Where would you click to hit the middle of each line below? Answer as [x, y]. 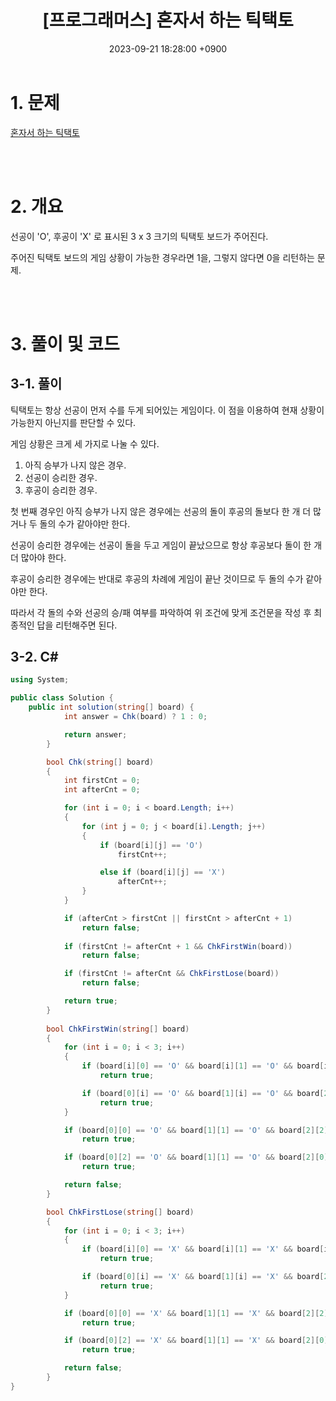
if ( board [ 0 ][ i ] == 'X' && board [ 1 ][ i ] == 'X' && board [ [203, 1277]
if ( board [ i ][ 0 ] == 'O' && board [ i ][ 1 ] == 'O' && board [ [203, 1066]
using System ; [40, 680]
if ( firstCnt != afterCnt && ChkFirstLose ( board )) [171, 974]
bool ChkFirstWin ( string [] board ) [118, 1029]
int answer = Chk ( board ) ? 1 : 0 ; [135, 717]
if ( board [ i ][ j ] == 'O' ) [151, 845]
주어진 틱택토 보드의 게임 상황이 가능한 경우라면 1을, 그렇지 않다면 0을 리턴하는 [162, 257]
